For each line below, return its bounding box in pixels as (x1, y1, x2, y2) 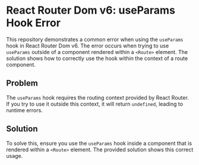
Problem (6, 78, 39, 88)
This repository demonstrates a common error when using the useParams (6, 36, 184, 43)
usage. (6, 152, 23, 159)
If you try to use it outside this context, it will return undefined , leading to (6, 100, 183, 107)
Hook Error (6, 16, 61, 30)
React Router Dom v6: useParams (6, 4, 175, 17)
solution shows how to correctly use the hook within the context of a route (6, 55, 188, 62)
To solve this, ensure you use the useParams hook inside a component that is (6, 139, 192, 147)
